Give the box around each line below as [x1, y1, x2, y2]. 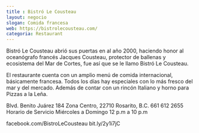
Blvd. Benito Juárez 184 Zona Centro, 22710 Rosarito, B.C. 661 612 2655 [6, 102, 184, 109]
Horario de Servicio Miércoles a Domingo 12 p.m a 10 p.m [6, 109, 148, 116]
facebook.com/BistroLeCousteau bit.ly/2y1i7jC [6, 120, 121, 127]
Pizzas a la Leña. [6, 91, 48, 98]
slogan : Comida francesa [6, 20, 68, 26]
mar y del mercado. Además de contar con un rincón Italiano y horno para [6, 84, 189, 91]
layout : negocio [6, 14, 47, 20]
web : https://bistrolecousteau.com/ [6, 25, 98, 32]
